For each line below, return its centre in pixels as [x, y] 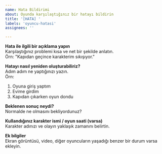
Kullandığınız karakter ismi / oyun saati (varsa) [54, 121]
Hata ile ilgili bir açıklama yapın [38, 46]
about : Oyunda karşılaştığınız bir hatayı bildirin [59, 14]
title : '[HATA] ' [23, 19]
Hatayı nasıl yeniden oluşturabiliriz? [43, 66]
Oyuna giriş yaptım [31, 86]
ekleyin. [13, 146]
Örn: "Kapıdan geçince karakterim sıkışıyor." [50, 57]
